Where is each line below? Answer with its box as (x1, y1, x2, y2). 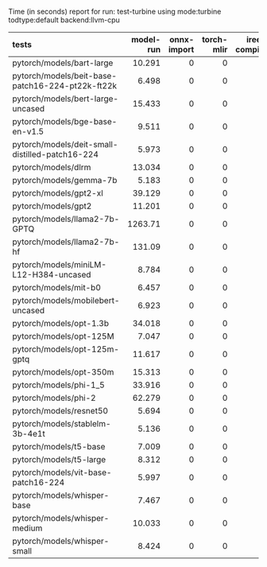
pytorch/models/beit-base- (12, 71, 118, 81)
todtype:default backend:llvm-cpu (8, 15, 121, 25)
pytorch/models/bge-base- (12, 116, 118, 126)
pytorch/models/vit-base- (12, 467, 112, 478)
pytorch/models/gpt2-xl (12, 188, 103, 198)
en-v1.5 (12, 126, 44, 137)
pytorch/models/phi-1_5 (12, 379, 105, 390)
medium (12, 522, 43, 534)
